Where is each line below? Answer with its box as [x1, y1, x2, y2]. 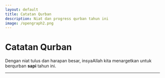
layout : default [5, 7, 38, 12]
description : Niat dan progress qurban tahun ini [5, 16, 109, 21]
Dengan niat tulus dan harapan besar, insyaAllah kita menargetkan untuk [5, 58, 152, 64]
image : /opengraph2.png [5, 20, 54, 26]
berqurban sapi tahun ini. [5, 63, 56, 69]
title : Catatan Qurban [5, 12, 52, 17]
